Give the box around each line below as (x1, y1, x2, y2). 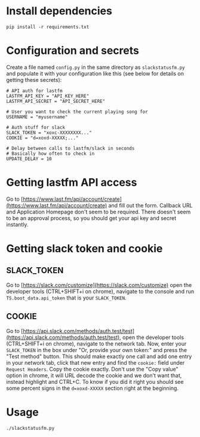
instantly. (6, 221, 29, 228)
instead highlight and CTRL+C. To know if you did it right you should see (6, 378, 184, 385)
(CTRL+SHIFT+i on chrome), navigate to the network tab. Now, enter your (6, 340, 187, 347)
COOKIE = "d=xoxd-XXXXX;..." (6, 135, 79, 141)
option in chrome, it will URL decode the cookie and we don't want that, (6, 372, 182, 379)
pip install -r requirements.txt (6, 24, 90, 30)
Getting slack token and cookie (6, 242, 163, 255)
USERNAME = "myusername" (6, 114, 68, 120)
